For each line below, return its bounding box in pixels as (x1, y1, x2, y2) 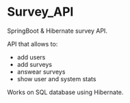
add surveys (16, 60, 53, 68)
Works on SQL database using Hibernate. (7, 88, 124, 96)
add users (16, 53, 46, 61)
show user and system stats (16, 74, 96, 83)
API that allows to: (7, 40, 58, 48)
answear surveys (16, 68, 66, 76)
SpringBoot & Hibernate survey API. (7, 27, 108, 35)
